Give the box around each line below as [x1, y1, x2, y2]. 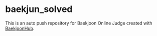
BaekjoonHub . [5, 25, 35, 31]
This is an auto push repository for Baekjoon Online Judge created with [5, 20, 152, 26]
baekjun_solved [5, 3, 73, 15]
